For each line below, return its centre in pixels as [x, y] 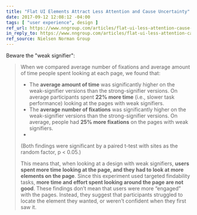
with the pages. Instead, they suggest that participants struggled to [101, 195]
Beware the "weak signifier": [40, 56]
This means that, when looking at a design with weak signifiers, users [105, 163]
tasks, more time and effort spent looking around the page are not [102, 182]
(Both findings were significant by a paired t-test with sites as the [99, 146]
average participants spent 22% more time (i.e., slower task [102, 97]
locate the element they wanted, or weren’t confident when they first [103, 201]
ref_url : [17, 28]
